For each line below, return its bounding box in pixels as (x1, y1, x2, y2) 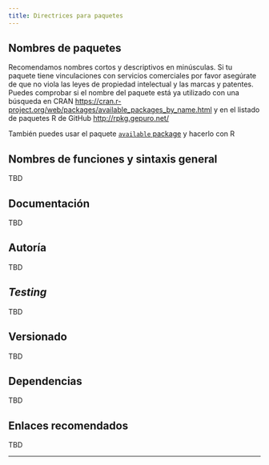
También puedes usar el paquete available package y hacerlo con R (8, 129, 235, 138)
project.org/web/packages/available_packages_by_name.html (8, 105, 212, 114)
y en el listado (213, 105, 260, 114)
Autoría (8, 241, 46, 255)
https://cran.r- (74, 97, 122, 106)
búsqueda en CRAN (8, 97, 74, 106)
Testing (8, 286, 47, 299)
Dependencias (8, 374, 82, 388)
